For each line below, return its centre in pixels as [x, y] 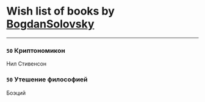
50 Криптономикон [36, 50]
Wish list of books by [60, 11]
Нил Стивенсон [27, 64]
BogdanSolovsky [50, 24]
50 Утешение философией [47, 80]
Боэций [16, 93]
